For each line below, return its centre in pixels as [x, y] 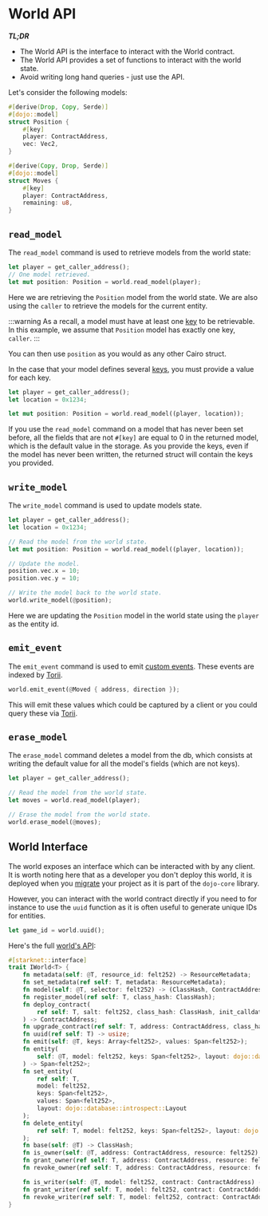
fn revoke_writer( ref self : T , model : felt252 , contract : [121, 1197]
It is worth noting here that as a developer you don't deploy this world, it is [130, 874]
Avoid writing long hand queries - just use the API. [102, 77]
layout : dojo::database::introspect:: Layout [112, 1108]
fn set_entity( [48, 1071]
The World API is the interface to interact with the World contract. [127, 51]
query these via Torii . [43, 713]
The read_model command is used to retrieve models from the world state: [130, 253]
